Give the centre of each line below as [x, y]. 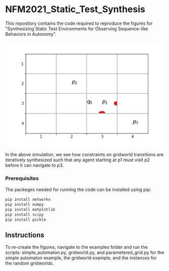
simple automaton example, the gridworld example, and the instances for [81, 258]
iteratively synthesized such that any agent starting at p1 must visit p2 [78, 160]
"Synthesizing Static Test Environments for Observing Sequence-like [77, 28]
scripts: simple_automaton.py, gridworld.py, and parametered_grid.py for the [85, 253]
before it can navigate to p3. [35, 165]
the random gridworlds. [30, 263]
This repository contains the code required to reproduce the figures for [79, 23]
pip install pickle [26, 219]
